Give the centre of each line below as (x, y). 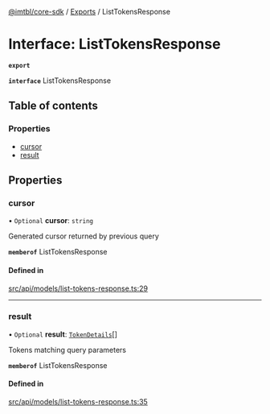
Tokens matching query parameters (67, 350)
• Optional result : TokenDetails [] (63, 334)
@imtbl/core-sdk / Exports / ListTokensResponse (90, 12)
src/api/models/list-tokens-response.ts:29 (78, 288)
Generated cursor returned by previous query (84, 236)
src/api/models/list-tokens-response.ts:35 (78, 402)
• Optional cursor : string (51, 221)
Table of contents (53, 106)
